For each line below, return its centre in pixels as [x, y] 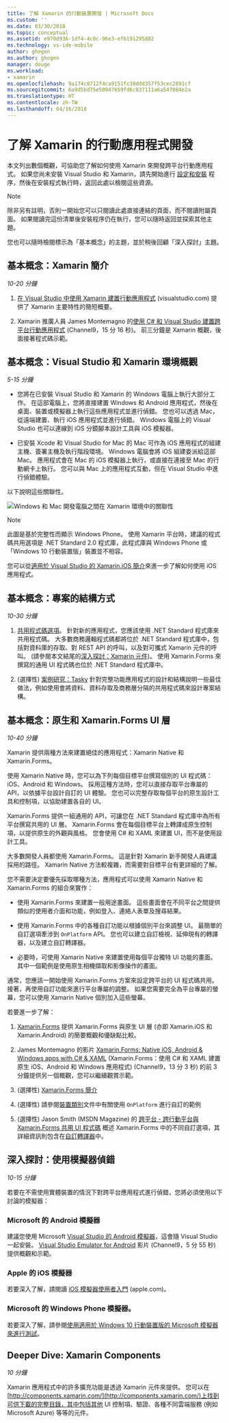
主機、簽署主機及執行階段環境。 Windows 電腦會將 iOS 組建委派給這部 [116, 451]
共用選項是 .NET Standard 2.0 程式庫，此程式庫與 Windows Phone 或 [110, 543]
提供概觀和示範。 [31, 1254]
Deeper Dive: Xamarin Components [84, 1356]
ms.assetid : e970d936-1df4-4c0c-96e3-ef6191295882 [81, 39]
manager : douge [29, 64]
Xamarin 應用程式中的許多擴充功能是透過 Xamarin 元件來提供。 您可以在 [108, 1387]
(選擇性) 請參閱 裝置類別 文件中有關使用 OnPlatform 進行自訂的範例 [109, 1104]
